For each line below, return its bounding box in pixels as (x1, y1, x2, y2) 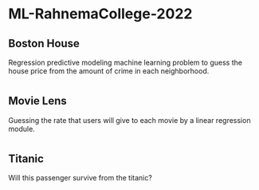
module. (8, 124, 36, 133)
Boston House (8, 37, 80, 50)
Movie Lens (8, 94, 68, 108)
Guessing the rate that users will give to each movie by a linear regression (8, 115, 251, 125)
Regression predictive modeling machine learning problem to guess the (8, 57, 243, 67)
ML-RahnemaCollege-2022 (8, 5, 193, 23)
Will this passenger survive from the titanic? (8, 173, 153, 183)
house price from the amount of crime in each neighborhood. (8, 66, 210, 76)
